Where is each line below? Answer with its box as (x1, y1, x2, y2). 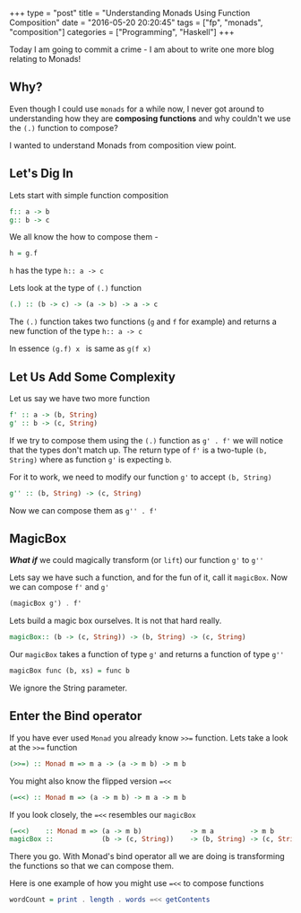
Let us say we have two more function (9, 392, 150, 403)
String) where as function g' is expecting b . (9, 453, 172, 465)
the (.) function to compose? (9, 122, 118, 133)
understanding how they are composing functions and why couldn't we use (9, 112, 291, 124)
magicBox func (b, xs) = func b (9, 666, 130, 676)
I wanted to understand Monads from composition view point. (9, 139, 237, 151)
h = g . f (9, 249, 39, 259)
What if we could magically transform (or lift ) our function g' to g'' (9, 555, 264, 566)
